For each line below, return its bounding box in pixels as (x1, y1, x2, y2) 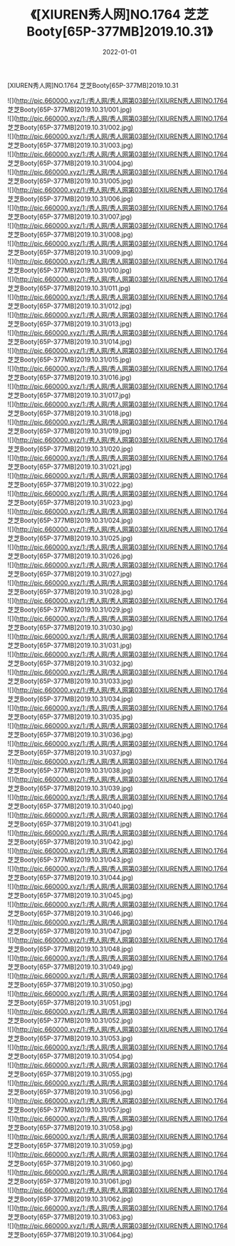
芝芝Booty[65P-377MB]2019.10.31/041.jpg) (7, 819, 132, 828)
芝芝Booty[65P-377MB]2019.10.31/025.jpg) (7, 534, 133, 542)
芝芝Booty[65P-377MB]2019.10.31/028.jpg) (7, 587, 133, 596)
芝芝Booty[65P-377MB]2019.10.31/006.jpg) (7, 194, 134, 203)
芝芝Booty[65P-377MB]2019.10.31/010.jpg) (7, 266, 132, 274)
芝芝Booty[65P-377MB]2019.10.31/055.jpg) (7, 1070, 133, 1078)
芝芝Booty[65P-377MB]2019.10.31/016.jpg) (7, 373, 132, 382)
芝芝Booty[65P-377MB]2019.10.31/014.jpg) (7, 337, 132, 346)
